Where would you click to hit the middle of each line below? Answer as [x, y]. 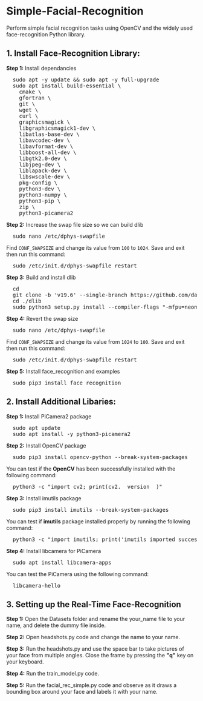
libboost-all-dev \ [48, 152]
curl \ [29, 116]
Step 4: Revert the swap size [42, 318]
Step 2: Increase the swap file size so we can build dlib [75, 224]
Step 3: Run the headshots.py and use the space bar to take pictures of [95, 649]
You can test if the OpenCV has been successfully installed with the [91, 469]
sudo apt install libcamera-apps [62, 562]
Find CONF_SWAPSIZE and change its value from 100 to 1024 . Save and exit [95, 247]
